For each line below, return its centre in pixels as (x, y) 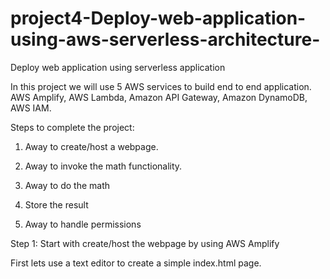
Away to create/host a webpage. (91, 146)
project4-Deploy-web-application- (158, 18)
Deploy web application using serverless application (118, 67)
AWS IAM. (31, 108)
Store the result (56, 204)
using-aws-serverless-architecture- (165, 39)
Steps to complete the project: (72, 127)
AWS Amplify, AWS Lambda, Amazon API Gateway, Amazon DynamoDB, (159, 97)
